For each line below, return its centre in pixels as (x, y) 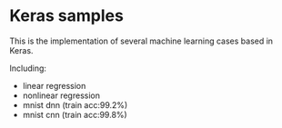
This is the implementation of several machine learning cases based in (141, 41)
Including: (28, 68)
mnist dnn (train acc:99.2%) (75, 104)
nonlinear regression (61, 95)
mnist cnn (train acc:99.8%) (75, 114)
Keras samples (67, 16)
